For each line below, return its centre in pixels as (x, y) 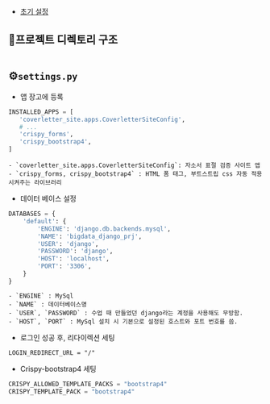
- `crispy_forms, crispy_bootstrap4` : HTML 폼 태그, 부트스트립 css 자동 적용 (135, 174)
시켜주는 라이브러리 (35, 183)
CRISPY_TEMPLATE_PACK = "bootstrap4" (72, 392)
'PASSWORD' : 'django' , (75, 252)
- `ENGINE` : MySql (41, 296)
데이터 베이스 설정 (48, 198)
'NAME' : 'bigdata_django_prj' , (90, 236)
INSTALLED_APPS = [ (41, 112)
